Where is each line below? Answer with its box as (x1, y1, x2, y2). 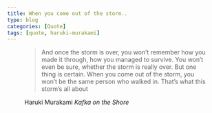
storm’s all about (41, 85, 88, 93)
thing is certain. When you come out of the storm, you (41, 70, 195, 79)
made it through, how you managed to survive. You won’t (41, 56, 204, 64)
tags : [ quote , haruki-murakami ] (7, 29, 100, 37)
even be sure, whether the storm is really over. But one (41, 63, 197, 71)
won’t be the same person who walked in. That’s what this (41, 77, 206, 86)
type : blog (7, 17, 39, 23)
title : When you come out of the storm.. (7, 10, 128, 17)
